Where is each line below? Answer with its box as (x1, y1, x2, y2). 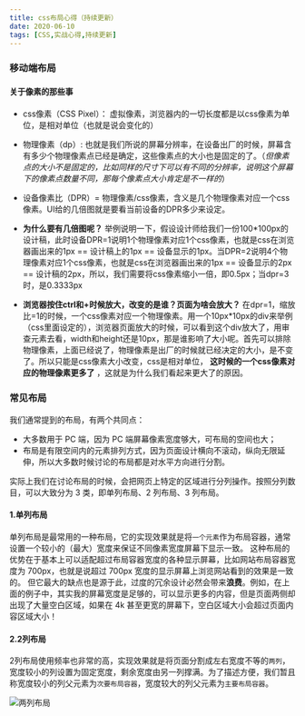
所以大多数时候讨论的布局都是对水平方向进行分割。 (38, 456, 230, 467)
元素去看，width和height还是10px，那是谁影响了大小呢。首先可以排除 (30, 333, 291, 343)
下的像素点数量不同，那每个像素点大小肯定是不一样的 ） (22, 173, 230, 184)
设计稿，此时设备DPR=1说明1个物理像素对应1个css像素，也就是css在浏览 (22, 234, 295, 245)
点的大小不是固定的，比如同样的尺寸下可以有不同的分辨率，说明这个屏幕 (22, 161, 293, 173)
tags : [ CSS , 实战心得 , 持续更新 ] (9, 30, 117, 39)
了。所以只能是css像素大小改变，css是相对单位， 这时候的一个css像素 (22, 355, 288, 366)
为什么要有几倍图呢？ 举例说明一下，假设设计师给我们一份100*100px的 (22, 223, 289, 234)
